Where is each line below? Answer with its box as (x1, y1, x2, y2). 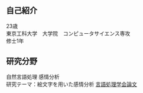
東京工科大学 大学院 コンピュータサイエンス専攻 (6, 30, 131, 37)
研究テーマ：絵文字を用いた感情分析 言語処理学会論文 (6, 81, 137, 88)
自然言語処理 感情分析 (6, 73, 60, 80)
